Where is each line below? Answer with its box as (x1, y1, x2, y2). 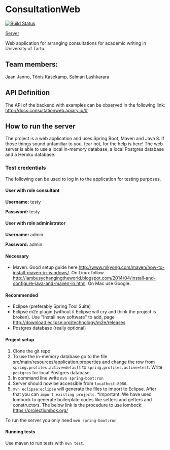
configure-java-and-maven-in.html (12, 280, 86, 286)
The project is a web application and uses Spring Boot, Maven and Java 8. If (5, 136, 165, 142)
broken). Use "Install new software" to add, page (12, 314, 115, 320)
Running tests (5, 429, 36, 435)
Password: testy (5, 208, 40, 214)
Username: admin (5, 232, 44, 238)
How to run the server (5, 122, 76, 131)
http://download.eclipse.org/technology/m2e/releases (12, 319, 126, 326)
